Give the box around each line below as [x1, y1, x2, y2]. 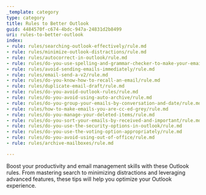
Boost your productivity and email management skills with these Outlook [6, 162, 189, 169]
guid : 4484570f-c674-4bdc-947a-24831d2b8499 [6, 26, 122, 32]
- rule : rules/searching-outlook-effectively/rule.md [6, 44, 147, 50]
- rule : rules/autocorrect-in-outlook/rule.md [6, 55, 128, 61]
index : [6, 37, 23, 44]
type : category [6, 15, 45, 21]
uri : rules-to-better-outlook [6, 32, 84, 38]
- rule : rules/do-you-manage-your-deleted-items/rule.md [6, 112, 155, 118]
